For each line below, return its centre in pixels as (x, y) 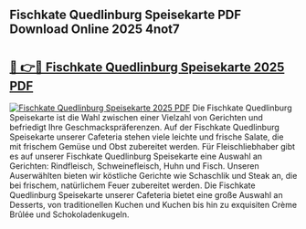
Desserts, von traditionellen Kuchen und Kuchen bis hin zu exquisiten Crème (153, 205)
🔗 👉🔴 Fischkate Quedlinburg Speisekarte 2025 (147, 67)
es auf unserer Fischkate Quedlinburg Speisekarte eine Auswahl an (136, 156)
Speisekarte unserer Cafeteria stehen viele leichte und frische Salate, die (147, 137)
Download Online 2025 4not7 (95, 30)
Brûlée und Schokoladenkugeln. (69, 214)
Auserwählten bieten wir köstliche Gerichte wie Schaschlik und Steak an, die (153, 176)
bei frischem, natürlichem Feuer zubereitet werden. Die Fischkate (132, 185)
